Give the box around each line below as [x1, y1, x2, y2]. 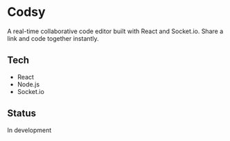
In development [7, 126, 52, 134]
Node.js [17, 80, 40, 88]
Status [7, 108, 37, 120]
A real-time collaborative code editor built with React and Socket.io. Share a [7, 27, 224, 35]
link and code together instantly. [7, 34, 99, 42]
